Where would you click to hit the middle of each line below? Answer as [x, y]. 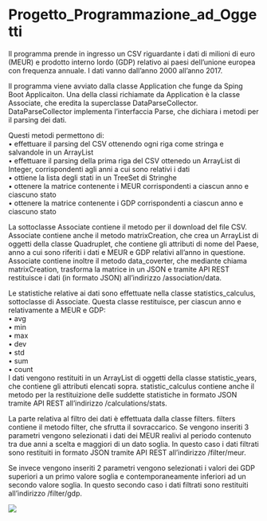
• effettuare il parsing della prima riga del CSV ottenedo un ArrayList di [124, 160]
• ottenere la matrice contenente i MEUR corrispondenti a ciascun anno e [129, 186]
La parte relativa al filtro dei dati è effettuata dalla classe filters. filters [122, 418]
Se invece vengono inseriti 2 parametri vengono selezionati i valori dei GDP [132, 468]
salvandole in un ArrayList [51, 152]
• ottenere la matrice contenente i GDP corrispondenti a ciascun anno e [126, 203]
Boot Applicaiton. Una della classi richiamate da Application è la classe [124, 94]
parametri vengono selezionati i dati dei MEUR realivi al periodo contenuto [130, 435]
